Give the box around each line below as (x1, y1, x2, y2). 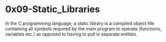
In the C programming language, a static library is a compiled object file (5, 20, 154, 26)
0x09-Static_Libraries (5, 4, 100, 15)
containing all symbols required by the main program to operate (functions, (5, 25, 162, 31)
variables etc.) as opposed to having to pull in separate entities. (5, 31, 138, 37)
